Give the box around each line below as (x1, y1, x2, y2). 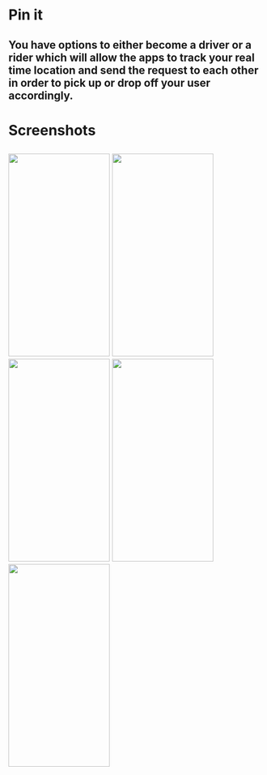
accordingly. (8, 88, 74, 102)
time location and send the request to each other (8, 63, 259, 77)
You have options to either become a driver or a (8, 38, 252, 52)
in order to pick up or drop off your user (8, 75, 211, 90)
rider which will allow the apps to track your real (8, 50, 255, 64)
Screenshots (8, 121, 96, 139)
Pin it (8, 6, 43, 24)
